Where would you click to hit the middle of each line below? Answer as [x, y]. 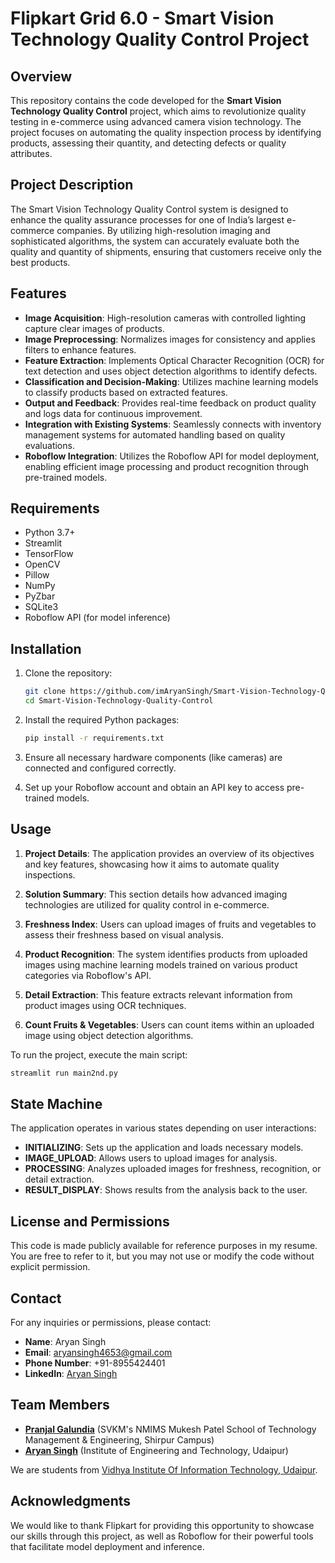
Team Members [60, 1405]
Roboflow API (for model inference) [97, 618]
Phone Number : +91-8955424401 [95, 1363]
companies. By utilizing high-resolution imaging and [163, 230]
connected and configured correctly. [100, 768]
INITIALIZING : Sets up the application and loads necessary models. [164, 1148]
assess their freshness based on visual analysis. [124, 934]
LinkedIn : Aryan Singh [71, 1373]
